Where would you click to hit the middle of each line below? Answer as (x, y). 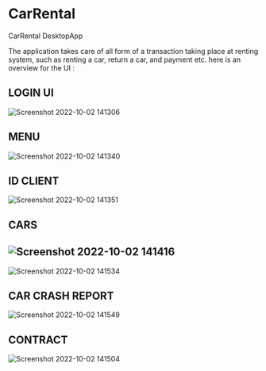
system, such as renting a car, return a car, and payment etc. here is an (124, 59)
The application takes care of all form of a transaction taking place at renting (133, 51)
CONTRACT (38, 340)
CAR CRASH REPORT (61, 295)
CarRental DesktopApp (46, 36)
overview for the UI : (42, 67)
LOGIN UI (31, 93)
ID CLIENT (34, 180)
